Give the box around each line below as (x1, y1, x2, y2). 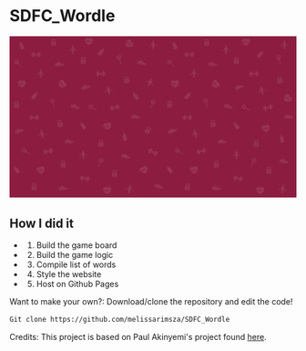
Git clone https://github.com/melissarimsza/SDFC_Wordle (9, 315, 230, 325)
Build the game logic (36, 250, 114, 261)
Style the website (36, 269, 102, 280)
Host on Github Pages (36, 279, 119, 290)
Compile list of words (36, 259, 117, 270)
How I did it (9, 215, 75, 231)
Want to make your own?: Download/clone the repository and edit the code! (9, 296, 293, 307)
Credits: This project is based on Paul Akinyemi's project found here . (9, 332, 267, 343)
